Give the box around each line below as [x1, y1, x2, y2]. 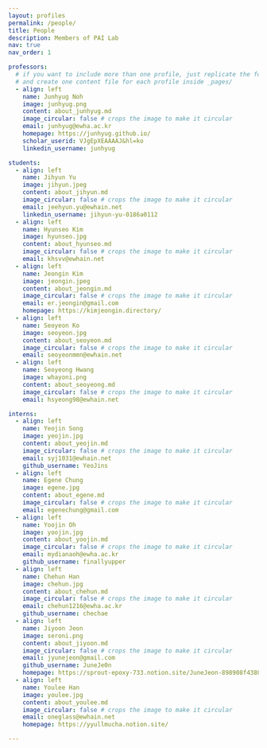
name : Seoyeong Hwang [22, 366, 94, 374]
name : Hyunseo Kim [22, 225, 83, 233]
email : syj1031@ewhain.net [22, 454, 112, 462]
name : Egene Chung [22, 477, 83, 485]
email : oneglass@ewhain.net [22, 713, 115, 721]
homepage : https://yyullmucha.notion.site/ [22, 721, 169, 729]
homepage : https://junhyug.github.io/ [22, 130, 151, 138]
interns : [8, 410, 37, 418]
